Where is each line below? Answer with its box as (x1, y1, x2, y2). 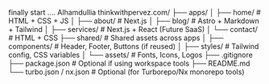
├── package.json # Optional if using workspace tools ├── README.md (8, 58, 250, 68)
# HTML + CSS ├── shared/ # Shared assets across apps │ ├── (8, 33, 224, 42)
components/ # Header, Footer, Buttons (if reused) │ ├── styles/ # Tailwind (8, 42, 259, 51)
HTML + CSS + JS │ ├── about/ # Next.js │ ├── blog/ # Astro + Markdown (8, 16, 259, 26)
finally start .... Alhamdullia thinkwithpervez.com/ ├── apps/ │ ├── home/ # (8, 8, 262, 17)
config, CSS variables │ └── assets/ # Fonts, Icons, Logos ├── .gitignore (8, 50, 254, 59)
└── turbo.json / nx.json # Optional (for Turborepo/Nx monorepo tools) (8, 67, 245, 76)
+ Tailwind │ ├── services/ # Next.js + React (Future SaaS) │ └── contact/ (8, 25, 258, 34)
